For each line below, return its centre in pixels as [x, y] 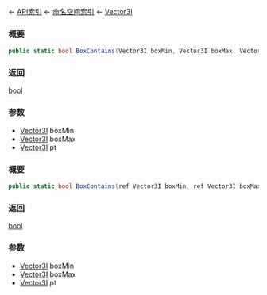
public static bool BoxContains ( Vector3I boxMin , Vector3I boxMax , [122, 51]
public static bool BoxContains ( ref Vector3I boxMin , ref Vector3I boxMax [135, 186]
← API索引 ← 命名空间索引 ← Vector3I [70, 11]
